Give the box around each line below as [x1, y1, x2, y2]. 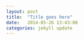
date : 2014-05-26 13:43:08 [6, 19, 78, 25]
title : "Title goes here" [6, 14, 73, 20]
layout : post [6, 8, 38, 15]
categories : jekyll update [6, 25, 73, 31]
